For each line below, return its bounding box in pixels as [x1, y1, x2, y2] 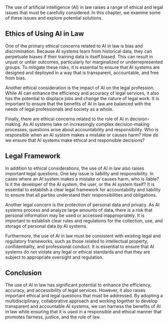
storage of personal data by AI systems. [5, 223, 88, 229]
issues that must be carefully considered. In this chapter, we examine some [5, 10, 161, 16]
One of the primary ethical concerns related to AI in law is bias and [5, 43, 143, 49]
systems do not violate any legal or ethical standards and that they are [5, 249, 150, 255]
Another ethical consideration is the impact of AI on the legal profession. [5, 85, 155, 91]
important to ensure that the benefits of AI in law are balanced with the [5, 101, 151, 107]
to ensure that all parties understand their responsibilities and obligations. [5, 192, 157, 198]
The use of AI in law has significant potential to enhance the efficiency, [5, 282, 152, 288]
